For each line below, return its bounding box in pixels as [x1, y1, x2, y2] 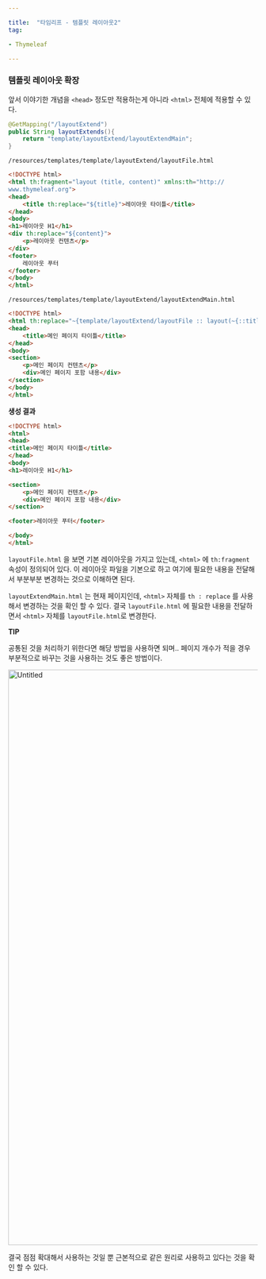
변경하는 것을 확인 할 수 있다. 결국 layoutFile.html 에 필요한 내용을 [22, 601, 232, 610]
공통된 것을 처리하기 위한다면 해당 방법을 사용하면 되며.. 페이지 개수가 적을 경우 [8, 643, 251, 652]
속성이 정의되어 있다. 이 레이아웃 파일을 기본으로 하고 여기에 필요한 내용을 [8, 564, 234, 574]
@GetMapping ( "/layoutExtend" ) [8, 120, 108, 128]
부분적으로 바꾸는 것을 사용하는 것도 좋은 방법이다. [8, 653, 163, 663]
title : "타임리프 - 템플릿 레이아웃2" [8, 18, 121, 26]
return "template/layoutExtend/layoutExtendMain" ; [22, 135, 193, 143]
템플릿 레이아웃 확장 [8, 75, 80, 86]
